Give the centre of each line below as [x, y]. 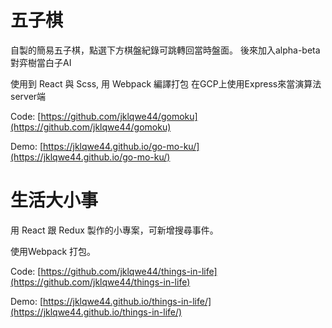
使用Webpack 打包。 [53, 251]
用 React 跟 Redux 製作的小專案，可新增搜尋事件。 [114, 230]
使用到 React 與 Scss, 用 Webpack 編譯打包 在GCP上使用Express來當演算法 [166, 83]
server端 [28, 96]
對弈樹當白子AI [41, 62]
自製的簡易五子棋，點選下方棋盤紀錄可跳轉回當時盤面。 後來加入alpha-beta [165, 50]
